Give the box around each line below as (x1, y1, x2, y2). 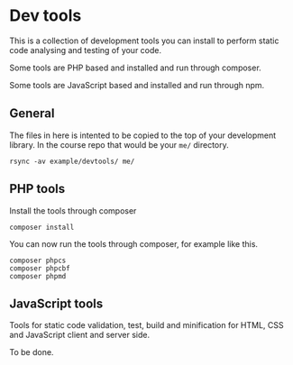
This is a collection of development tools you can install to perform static (9, 35, 279, 46)
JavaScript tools (9, 296, 104, 311)
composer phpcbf (9, 263, 70, 273)
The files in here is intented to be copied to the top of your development (9, 130, 277, 141)
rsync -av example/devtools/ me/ (9, 157, 135, 166)
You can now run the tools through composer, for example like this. (9, 238, 259, 249)
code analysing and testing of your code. (9, 44, 162, 55)
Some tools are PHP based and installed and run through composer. (9, 62, 261, 73)
